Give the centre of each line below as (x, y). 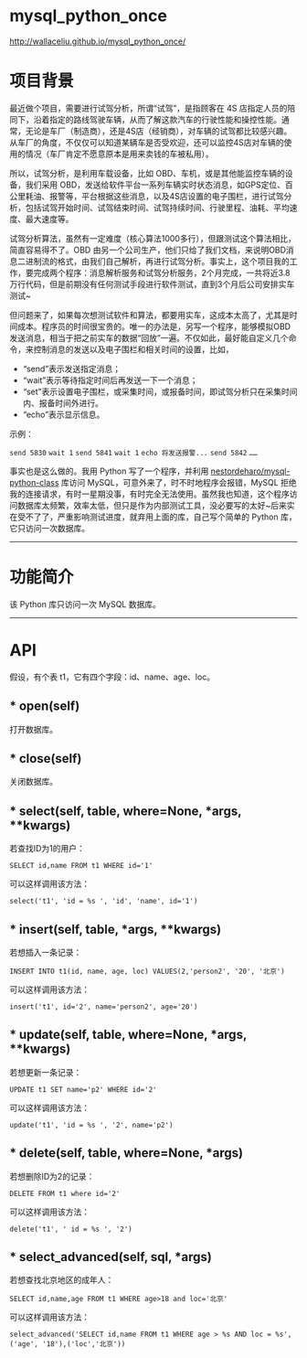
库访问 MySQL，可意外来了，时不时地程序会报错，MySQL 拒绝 (179, 482)
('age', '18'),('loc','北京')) (68, 1344)
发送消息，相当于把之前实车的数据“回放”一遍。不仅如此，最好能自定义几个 (149, 337)
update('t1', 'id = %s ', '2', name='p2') (91, 1125)
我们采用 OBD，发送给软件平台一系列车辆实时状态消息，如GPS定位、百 (159, 185)
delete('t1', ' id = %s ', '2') (71, 1229)
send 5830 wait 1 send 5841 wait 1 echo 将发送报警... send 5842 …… (133, 453)
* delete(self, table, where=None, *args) (127, 1153)
